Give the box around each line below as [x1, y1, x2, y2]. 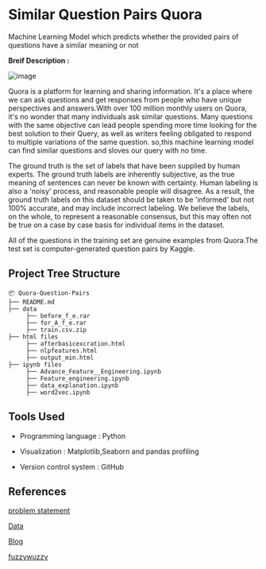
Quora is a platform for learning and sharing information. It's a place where [8, 86, 253, 96]
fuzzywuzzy [8, 552, 48, 562]
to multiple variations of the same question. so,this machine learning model [8, 137, 254, 146]
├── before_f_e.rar [25, 312, 91, 319]
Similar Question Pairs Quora [8, 6, 202, 24]
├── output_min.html [25, 354, 94, 362]
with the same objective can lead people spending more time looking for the [8, 120, 257, 130]
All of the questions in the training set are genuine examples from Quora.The [8, 235, 258, 245]
